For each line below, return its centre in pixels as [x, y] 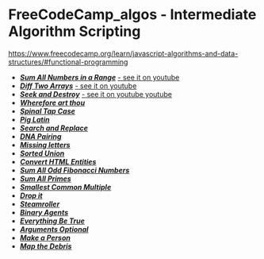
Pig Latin [34, 119]
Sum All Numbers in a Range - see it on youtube [99, 77]
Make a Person [45, 238]
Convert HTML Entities [58, 161]
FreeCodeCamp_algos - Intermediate [132, 15]
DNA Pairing [40, 136]
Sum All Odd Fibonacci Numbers [75, 170]
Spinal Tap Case [47, 111]
